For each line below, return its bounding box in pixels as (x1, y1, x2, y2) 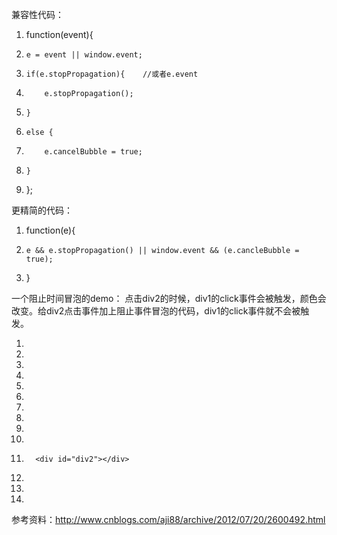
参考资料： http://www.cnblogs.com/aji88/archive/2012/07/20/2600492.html (11, 514, 326, 525)
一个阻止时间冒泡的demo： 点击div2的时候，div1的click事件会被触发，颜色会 (11, 293, 327, 304)
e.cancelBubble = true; (44, 147, 143, 157)
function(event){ (25, 29, 94, 40)
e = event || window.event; (25, 50, 143, 60)
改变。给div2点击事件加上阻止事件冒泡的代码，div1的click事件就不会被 (11, 305, 301, 317)
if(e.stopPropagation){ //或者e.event (25, 69, 199, 79)
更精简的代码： (11, 204, 73, 216)
